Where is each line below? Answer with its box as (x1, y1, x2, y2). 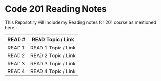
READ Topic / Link (31, 36, 74, 43)
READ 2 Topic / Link (30, 52, 76, 59)
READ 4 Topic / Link (30, 68, 76, 75)
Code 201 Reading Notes (5, 3, 107, 15)
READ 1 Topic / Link (30, 44, 76, 51)
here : (5, 24, 17, 30)
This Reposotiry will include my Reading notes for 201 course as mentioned (5, 19, 156, 25)
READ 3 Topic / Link (30, 60, 76, 66)
